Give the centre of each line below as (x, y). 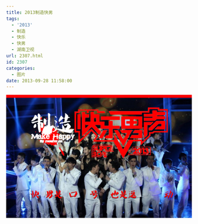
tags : (13, 19)
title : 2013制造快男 (29, 12)
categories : (21, 68)
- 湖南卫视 (23, 50)
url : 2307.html (25, 56)
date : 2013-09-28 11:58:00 (39, 81)
